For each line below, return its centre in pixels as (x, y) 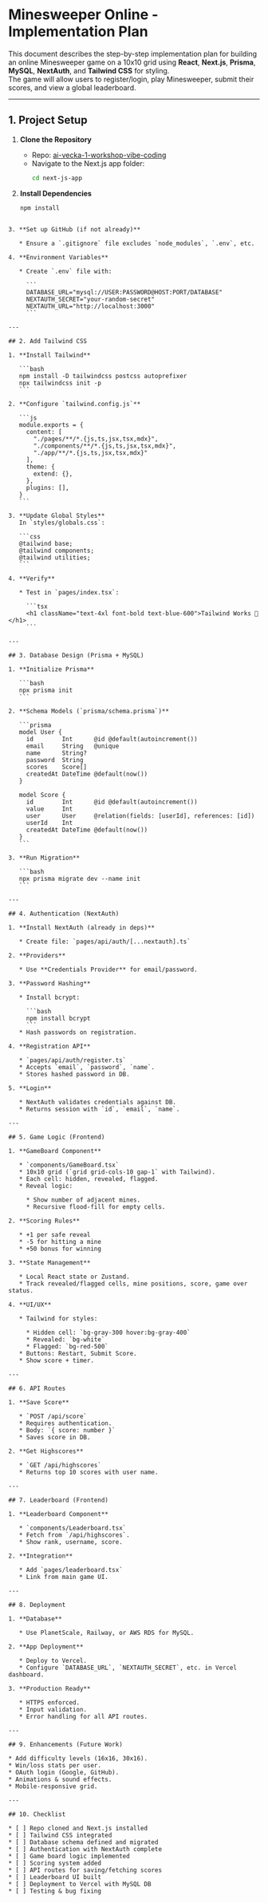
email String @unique (73, 746)
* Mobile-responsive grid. (53, 1786)
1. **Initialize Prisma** (51, 669)
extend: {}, (53, 474)
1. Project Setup (48, 120)
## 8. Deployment (37, 1605)
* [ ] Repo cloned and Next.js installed (78, 1828)
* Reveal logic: (46, 1186)
